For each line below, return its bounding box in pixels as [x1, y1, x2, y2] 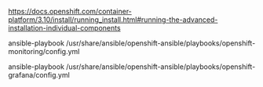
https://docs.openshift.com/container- [8, 7, 132, 16]
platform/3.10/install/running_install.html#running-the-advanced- [8, 15, 218, 24]
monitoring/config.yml [8, 47, 80, 56]
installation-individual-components [8, 24, 121, 32]
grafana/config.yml [8, 71, 71, 79]
